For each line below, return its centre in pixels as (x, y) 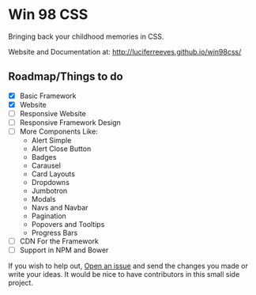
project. (21, 283)
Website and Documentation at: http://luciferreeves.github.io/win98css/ (125, 51)
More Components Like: (59, 131)
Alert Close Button (61, 149)
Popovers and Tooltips (68, 225)
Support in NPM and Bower (64, 250)
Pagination (49, 216)
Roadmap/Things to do (66, 77)
